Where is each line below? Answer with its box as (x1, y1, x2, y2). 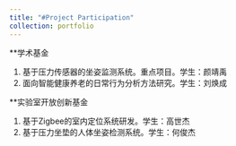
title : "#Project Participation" (9, 13, 135, 22)
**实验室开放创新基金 (9, 96, 89, 107)
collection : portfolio (9, 21, 94, 30)
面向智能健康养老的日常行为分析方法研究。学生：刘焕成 (22, 77, 227, 88)
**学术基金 (9, 47, 49, 58)
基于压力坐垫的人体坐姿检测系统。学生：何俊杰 (22, 126, 196, 137)
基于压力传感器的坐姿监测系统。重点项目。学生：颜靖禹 (22, 66, 227, 77)
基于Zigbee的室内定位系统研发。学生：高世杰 (22, 116, 190, 126)
